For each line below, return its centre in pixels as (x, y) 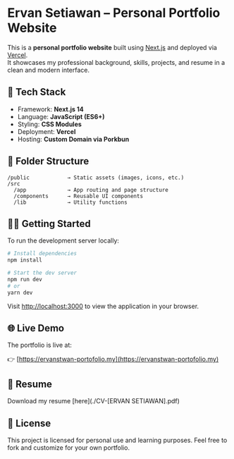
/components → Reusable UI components (78, 196)
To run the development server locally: (63, 240)
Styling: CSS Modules (50, 124)
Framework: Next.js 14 (51, 109)
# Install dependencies (42, 254)
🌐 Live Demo (36, 328)
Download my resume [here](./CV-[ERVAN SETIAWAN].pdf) (93, 401)
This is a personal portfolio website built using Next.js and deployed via (112, 47)
